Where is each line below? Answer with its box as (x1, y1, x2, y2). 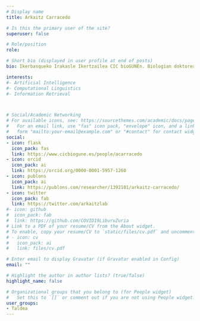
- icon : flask (6, 140, 42, 146)
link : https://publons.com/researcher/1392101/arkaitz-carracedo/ (11, 184, 180, 190)
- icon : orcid (6, 157, 42, 163)
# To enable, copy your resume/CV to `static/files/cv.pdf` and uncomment (6, 228, 196, 235)
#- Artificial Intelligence (6, 80, 76, 85)
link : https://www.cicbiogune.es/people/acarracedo (11, 151, 143, 157)
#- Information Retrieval (6, 91, 70, 97)
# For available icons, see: (6, 118, 79, 124)
